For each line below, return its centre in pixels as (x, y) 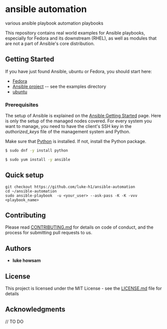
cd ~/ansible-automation (31, 191)
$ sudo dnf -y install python (37, 151)
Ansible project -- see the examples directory (59, 86)
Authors (18, 249)
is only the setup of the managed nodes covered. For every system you (78, 121)
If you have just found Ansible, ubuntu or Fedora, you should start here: (79, 71)
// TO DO (14, 321)
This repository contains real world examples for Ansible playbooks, (75, 33)
